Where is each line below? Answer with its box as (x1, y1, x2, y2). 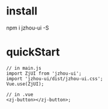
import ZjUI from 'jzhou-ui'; (6, 70, 82, 76)
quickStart (6, 45, 60, 59)
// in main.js (6, 65, 42, 71)
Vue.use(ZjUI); (6, 81, 44, 87)
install (6, 4, 38, 18)
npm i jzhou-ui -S (6, 24, 49, 31)
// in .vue (6, 92, 34, 98)
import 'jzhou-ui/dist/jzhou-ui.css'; (6, 75, 103, 82)
